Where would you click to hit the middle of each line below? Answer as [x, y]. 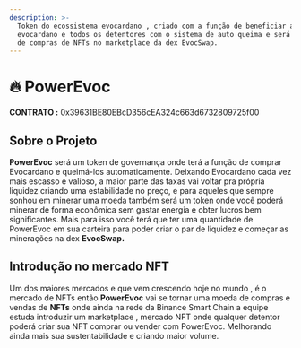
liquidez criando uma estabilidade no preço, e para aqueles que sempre [142, 191]
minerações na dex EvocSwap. [67, 238]
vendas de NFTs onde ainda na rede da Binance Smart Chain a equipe [139, 307]
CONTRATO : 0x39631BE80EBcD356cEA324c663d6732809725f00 [134, 112]
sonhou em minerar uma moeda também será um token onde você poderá [146, 200]
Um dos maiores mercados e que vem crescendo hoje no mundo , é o [138, 288]
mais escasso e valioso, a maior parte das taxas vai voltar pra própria [137, 181]
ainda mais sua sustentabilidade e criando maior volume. [114, 335]
